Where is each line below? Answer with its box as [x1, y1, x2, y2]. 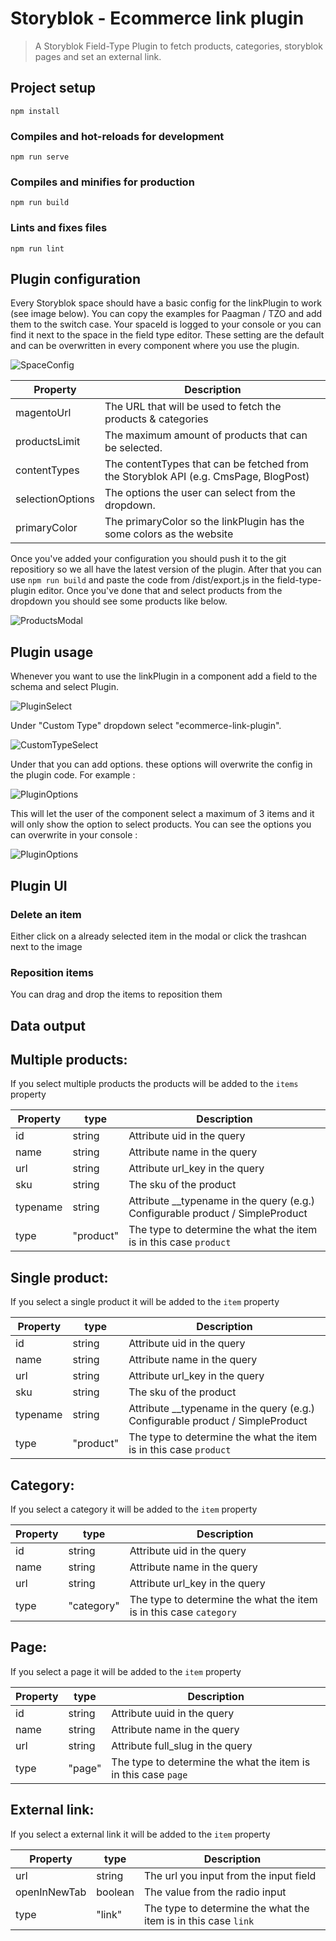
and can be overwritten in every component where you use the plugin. [10, 340, 300, 352]
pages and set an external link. [34, 50, 162, 62]
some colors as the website [104, 527, 234, 541]
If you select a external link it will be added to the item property [10, 1828, 271, 1840]
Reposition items [10, 965, 94, 979]
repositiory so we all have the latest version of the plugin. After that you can [10, 563, 322, 576]
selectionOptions [15, 492, 95, 506]
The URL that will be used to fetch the [104, 400, 282, 414]
